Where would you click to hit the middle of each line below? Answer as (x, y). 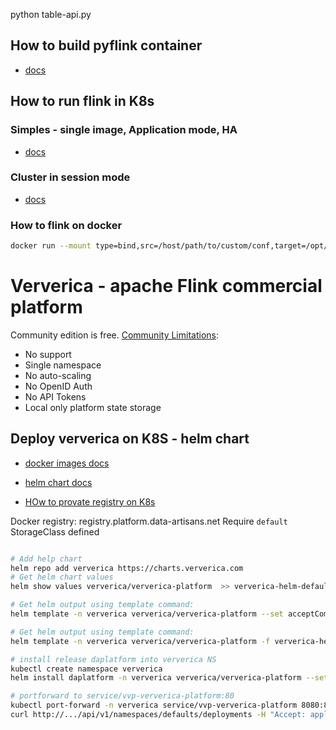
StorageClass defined (55, 531)
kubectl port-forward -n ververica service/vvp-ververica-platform (154, 705)
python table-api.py (51, 14)
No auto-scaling (58, 375)
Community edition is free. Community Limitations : (114, 335)
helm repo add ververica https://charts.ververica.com (127, 568)
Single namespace (63, 365)
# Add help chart (46, 559)
